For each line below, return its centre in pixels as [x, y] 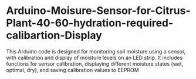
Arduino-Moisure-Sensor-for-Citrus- [98, 11]
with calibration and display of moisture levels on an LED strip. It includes [94, 58]
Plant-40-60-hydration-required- [90, 23]
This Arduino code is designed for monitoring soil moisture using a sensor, [96, 51]
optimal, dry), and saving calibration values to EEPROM [72, 70]
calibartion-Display [54, 35]
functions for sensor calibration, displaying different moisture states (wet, [95, 64]
